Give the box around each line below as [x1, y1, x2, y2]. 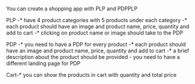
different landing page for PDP [6, 60, 81, 67]
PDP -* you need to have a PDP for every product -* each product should [6, 41, 186, 48]
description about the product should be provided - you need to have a [6, 54, 180, 60]
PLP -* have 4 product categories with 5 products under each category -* [6, 17, 187, 23]
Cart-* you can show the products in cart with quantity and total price [6, 71, 177, 78]
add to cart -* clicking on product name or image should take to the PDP [6, 29, 183, 36]
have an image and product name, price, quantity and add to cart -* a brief [6, 47, 189, 54]
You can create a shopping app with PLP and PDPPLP [6, 5, 138, 12]
